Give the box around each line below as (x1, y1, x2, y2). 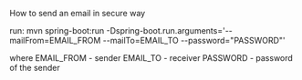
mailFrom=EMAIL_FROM (9, 35, 101, 45)
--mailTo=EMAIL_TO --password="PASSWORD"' (102, 35, 286, 45)
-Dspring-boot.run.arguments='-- (106, 25, 233, 35)
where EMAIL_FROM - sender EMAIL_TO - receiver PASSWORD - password (9, 53, 294, 63)
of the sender (9, 63, 61, 73)
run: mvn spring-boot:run (9, 25, 105, 35)
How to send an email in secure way (9, 8, 146, 18)
